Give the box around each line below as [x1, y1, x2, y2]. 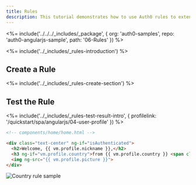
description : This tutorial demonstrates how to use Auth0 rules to [6, 14, 176, 20]
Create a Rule [6, 64, 56, 74]
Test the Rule [6, 97, 55, 107]
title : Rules [6, 8, 38, 15]
